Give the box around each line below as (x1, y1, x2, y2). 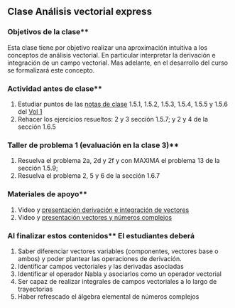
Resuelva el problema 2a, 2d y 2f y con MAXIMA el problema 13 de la (17, 156, 220, 165)
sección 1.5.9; (17, 164, 58, 173)
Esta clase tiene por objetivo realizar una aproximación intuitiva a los (7, 43, 208, 52)
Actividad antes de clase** (7, 83, 103, 93)
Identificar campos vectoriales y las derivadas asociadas (17, 262, 185, 270)
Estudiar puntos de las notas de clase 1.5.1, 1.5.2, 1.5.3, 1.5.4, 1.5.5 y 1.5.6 (17, 100, 229, 108)
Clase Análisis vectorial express (7, 6, 153, 18)
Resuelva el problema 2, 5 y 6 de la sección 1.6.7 (17, 171, 160, 180)
